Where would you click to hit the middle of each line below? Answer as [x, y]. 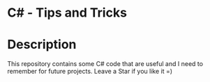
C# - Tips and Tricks [67, 13]
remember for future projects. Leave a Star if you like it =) [90, 72]
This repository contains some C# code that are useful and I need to [105, 64]
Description [42, 45]
